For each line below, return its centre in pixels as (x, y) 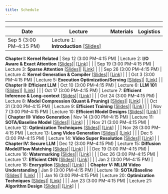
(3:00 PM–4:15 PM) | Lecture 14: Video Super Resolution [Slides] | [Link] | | (82, 138)
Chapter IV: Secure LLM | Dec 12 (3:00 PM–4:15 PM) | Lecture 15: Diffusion (83, 143)
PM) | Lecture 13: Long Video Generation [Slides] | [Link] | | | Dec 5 (84, 132)
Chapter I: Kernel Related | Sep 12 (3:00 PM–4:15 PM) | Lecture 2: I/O (77, 58)
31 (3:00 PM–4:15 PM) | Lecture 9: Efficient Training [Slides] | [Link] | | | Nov (83, 106)
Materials (122, 31)
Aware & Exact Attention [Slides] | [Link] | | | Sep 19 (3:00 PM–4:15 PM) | (80, 63)
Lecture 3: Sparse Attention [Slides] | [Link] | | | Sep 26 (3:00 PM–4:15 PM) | (83, 69)
